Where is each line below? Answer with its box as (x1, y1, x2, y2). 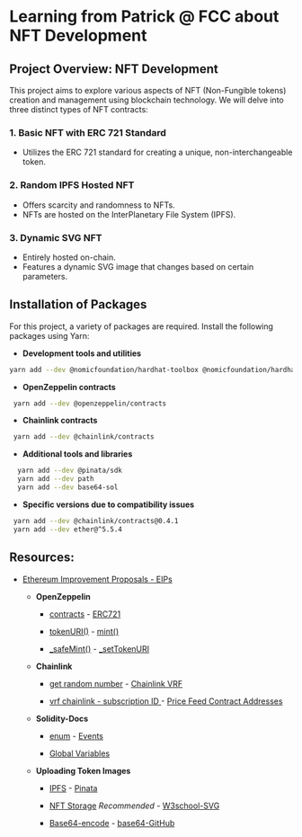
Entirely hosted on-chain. (22, 252, 117, 263)
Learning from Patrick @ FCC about (9, 6, 280, 27)
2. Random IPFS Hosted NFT (9, 179, 135, 191)
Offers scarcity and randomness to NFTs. (22, 200, 175, 210)
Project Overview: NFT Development (9, 61, 218, 76)
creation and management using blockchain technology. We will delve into (9, 94, 285, 105)
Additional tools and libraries (22, 449, 133, 459)
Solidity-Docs (35, 713, 89, 724)
